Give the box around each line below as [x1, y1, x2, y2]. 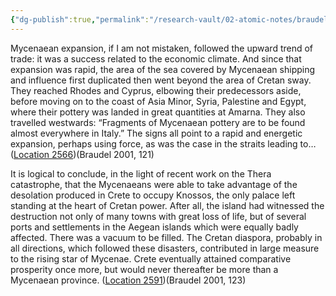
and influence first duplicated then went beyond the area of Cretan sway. [10, 74, 312, 86]
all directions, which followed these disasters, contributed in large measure [10, 242, 320, 254]
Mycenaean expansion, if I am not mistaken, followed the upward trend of [10, 42, 314, 54]
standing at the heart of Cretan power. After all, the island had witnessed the [10, 199, 325, 211]
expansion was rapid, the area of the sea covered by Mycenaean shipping [10, 63, 316, 75]
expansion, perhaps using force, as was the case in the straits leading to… [10, 137, 317, 150]
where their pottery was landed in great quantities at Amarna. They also [10, 106, 306, 118]
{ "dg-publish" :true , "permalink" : [10, 14, 150, 25]
